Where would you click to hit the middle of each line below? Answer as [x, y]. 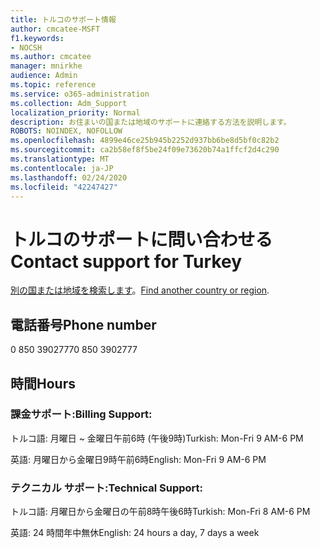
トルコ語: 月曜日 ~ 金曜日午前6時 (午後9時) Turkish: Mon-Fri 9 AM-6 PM [157, 438]
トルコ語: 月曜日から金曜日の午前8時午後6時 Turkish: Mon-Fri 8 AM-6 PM [160, 512]
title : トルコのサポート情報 [63, 19]
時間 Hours [43, 383]
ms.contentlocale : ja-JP [62, 168]
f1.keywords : [37, 38]
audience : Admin [44, 76]
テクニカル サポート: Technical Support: [106, 488]
